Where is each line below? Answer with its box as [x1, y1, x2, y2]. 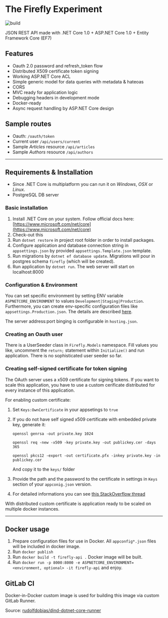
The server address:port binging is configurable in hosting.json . [5, 318, 138, 324]
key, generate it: [12, 421, 46, 428]
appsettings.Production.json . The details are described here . [5, 308, 132, 314]
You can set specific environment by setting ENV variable [5, 292, 123, 298]
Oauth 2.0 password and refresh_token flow [12, 62, 103, 68]
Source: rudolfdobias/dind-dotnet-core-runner [5, 608, 101, 614]
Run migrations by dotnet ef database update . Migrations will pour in [12, 253, 155, 259]
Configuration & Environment [5, 281, 77, 288]
